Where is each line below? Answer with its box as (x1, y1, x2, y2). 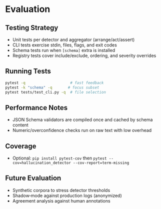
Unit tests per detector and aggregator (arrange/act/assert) (12, 36, 135, 42)
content (12, 122, 28, 128)
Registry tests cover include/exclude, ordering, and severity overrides (12, 52, 156, 58)
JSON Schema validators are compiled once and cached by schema (12, 116, 153, 123)
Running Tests (5, 67, 51, 75)
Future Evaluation (5, 174, 61, 182)
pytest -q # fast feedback (5, 80, 104, 85)
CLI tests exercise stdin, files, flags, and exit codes (12, 42, 117, 48)
